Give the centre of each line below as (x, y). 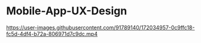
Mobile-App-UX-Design (67, 11)
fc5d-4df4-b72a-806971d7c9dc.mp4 (52, 33)
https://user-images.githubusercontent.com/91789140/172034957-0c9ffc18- (100, 27)
